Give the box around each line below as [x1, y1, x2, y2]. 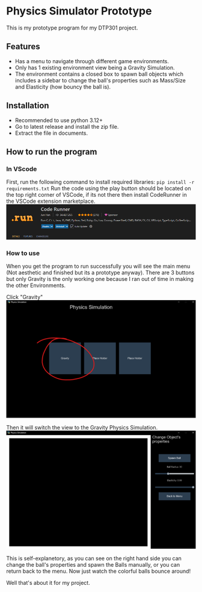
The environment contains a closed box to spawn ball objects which [14, 70, 184, 78]
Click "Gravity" [6, 294, 43, 301]
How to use [6, 249, 40, 257]
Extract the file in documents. [14, 129, 88, 137]
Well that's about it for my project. [6, 579, 90, 587]
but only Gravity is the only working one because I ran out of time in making [6, 276, 194, 283]
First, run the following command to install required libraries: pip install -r [6, 179, 195, 186]
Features [6, 42, 40, 52]
